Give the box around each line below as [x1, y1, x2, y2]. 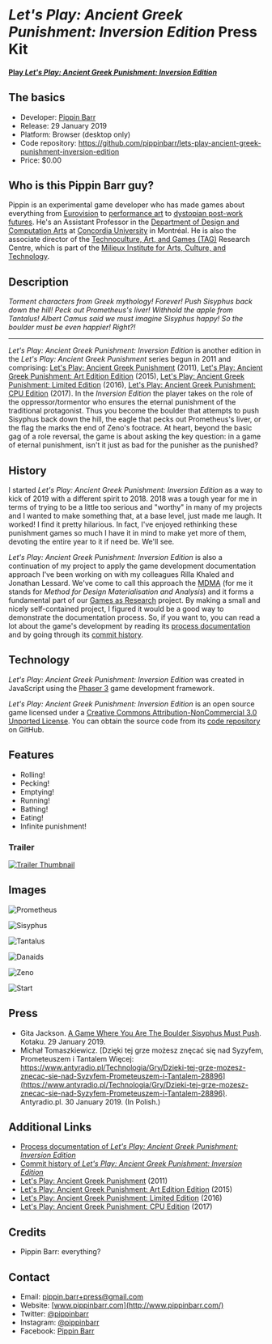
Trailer [8, 842, 35, 853]
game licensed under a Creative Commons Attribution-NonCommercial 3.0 [8, 707, 257, 717]
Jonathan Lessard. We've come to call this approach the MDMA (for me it [8, 579, 253, 588]
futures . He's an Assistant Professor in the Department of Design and [8, 217, 240, 227]
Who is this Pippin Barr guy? [8, 178, 154, 192]
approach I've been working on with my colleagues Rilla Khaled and [8, 570, 235, 579]
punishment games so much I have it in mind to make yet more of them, [8, 528, 247, 538]
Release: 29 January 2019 [19, 121, 108, 130]
